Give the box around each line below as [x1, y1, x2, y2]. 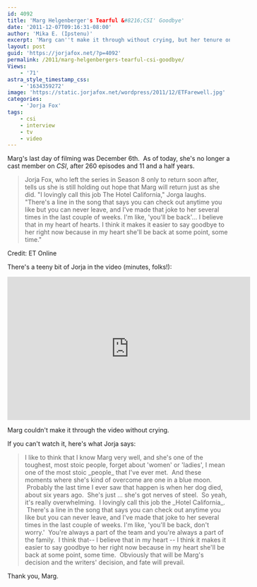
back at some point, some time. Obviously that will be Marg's [24, 551, 204, 559]
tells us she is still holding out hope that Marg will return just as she [24, 183, 220, 191]
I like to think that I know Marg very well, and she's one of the [24, 453, 203, 462]
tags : [7, 109, 23, 116]
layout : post [7, 43, 46, 50]
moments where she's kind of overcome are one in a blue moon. [24, 476, 213, 484]
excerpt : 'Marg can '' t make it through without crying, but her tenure [7, 37, 222, 44]
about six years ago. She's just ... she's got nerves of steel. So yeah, [24, 491, 227, 500]
